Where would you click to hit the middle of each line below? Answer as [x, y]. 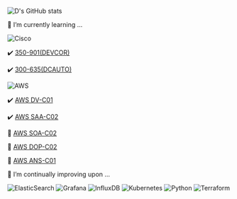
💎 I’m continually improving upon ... [59, 174]
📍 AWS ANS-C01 [32, 160]
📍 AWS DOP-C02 [32, 147]
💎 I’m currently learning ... [45, 24]
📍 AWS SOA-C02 [32, 133]
